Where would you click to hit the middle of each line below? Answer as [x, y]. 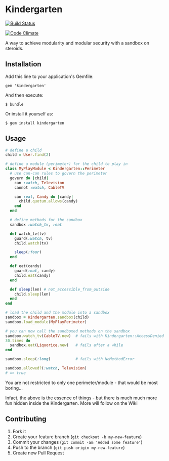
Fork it [19, 431]
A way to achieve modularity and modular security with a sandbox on [77, 43]
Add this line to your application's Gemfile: [49, 76]
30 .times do [18, 341]
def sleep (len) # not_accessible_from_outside [60, 289]
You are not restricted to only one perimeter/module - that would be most [81, 383]
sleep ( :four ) [28, 252]
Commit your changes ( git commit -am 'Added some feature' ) [77, 442]
